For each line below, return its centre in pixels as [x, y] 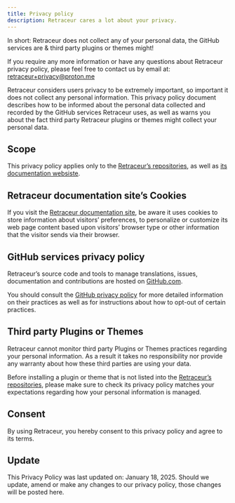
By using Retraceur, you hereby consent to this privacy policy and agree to [115, 431]
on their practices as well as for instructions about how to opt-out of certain [116, 302]
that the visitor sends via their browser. [63, 235]
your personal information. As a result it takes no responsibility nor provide [115, 356]
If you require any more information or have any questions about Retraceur [115, 61]
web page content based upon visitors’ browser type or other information [113, 227]
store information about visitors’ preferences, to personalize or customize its [117, 220]
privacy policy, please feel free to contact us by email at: [89, 69]
